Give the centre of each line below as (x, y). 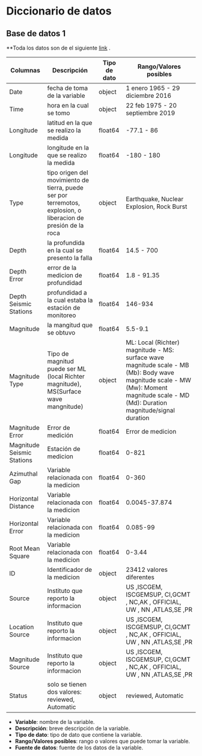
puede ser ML (67, 369)
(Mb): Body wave (150, 373)
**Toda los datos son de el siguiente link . (58, 48)
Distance (22, 506)
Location (22, 627)
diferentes (140, 577)
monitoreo (62, 315)
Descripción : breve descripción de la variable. (72, 728)
